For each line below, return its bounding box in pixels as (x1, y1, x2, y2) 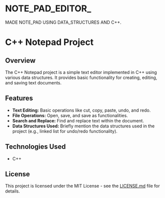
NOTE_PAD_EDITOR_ (5, 3, 91, 14)
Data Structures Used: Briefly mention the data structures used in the (12, 123, 155, 129)
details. (5, 188, 20, 194)
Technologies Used (5, 143, 66, 151)
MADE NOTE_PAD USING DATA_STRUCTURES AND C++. (5, 19, 122, 25)
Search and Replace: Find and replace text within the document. (12, 118, 144, 123)
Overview (5, 56, 36, 65)
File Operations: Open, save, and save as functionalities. (12, 112, 128, 119)
